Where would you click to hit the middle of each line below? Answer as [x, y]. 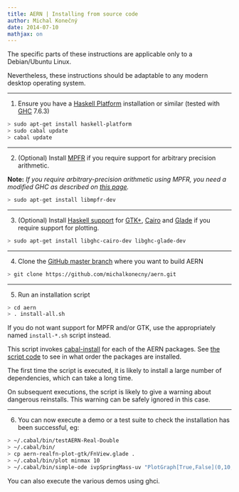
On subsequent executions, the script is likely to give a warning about [109, 392]
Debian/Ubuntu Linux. [39, 62]
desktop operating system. [47, 83]
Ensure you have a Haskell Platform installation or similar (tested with [119, 103]
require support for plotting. [58, 227]
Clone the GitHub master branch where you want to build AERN [111, 261]
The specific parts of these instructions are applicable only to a [100, 54]
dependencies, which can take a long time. [70, 378]
